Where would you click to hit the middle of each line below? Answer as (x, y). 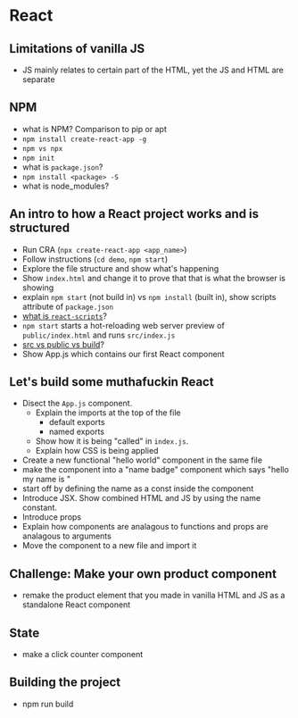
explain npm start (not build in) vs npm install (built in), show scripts (149, 296)
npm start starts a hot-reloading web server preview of (123, 325)
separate (38, 79)
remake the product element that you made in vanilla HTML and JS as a (153, 596)
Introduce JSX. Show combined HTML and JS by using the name (141, 498)
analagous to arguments (66, 536)
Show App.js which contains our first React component (123, 354)
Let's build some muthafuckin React (112, 382)
